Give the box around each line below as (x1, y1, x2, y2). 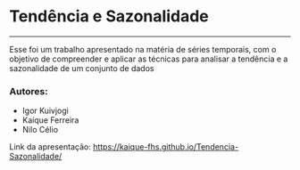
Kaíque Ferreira (21, 115, 79, 125)
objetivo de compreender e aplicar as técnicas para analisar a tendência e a (9, 53, 288, 64)
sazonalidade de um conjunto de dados (9, 62, 154, 73)
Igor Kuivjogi (21, 105, 69, 117)
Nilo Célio (21, 125, 59, 135)
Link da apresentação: (9, 142, 91, 152)
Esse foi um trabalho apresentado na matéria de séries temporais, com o (9, 44, 277, 54)
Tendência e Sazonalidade (9, 6, 209, 27)
